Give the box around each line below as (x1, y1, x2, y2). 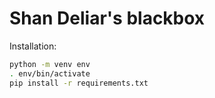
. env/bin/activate (9, 68, 91, 79)
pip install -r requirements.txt (9, 78, 149, 88)
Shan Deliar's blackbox (9, 7, 206, 30)
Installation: (9, 40, 57, 52)
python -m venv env (9, 59, 91, 69)
